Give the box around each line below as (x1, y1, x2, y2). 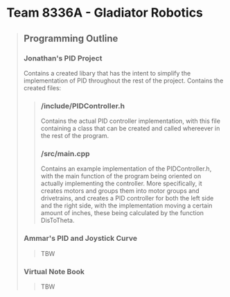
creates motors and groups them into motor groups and (40, 187, 200, 195)
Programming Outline (23, 33, 118, 44)
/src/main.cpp (40, 149, 91, 159)
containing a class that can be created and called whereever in (40, 124, 220, 133)
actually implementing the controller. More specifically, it (40, 179, 202, 188)
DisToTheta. (40, 217, 75, 225)
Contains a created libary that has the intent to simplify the (23, 69, 191, 77)
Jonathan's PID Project (23, 53, 103, 63)
